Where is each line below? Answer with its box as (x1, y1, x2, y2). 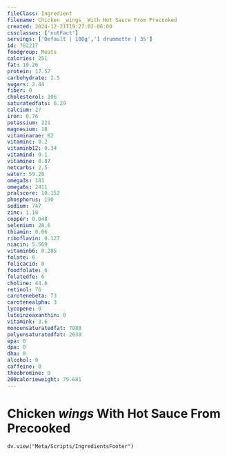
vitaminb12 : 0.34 (7, 145, 57, 152)
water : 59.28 (7, 171, 45, 177)
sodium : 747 (7, 203, 41, 210)
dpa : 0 (7, 344, 26, 351)
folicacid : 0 (7, 260, 45, 267)
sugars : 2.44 (7, 81, 45, 88)
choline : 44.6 (7, 280, 48, 286)
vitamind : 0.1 (7, 151, 48, 159)
